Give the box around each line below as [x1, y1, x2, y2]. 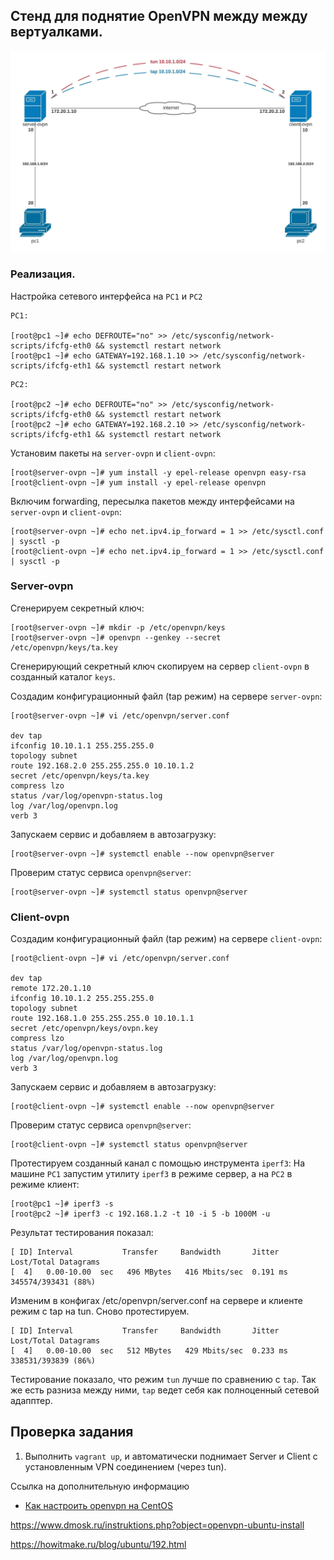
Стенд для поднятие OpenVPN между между [10, 8, 308, 25]
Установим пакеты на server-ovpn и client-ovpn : [10, 447, 216, 459]
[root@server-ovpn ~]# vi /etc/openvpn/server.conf [10, 710, 230, 721]
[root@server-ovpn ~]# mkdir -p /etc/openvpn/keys [10, 622, 226, 633]
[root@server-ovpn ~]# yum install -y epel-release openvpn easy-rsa [10, 467, 307, 478]
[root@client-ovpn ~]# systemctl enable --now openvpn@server [10, 1102, 275, 1112]
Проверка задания [10, 1424, 134, 1441]
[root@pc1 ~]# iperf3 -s [10, 1199, 114, 1209]
